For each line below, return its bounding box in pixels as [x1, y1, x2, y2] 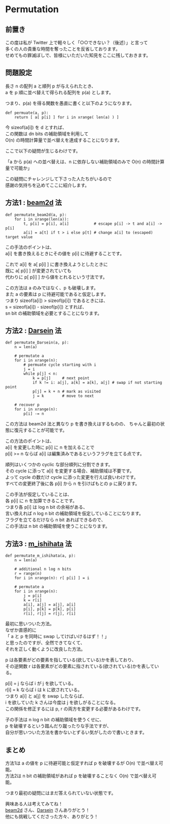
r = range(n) [14, 571, 42, 576]
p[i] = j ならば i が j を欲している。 [5, 680, 76, 687]
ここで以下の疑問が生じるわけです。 [5, 147, 81, 154]
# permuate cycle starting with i [23, 362, 96, 368]
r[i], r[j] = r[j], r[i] [23, 611, 76, 616]
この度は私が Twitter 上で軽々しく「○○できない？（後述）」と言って [5, 40, 148, 45]
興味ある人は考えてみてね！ [5, 801, 63, 807]
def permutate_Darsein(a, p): [5, 340, 70, 345]
